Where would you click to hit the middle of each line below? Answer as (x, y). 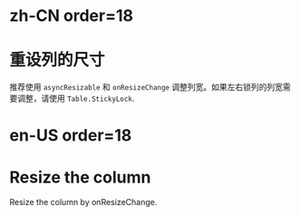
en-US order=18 (71, 136)
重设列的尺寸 (58, 60)
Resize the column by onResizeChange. (83, 202)
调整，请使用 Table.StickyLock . (76, 98)
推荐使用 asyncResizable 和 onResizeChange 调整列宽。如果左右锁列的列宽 (146, 87)
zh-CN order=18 (72, 16)
